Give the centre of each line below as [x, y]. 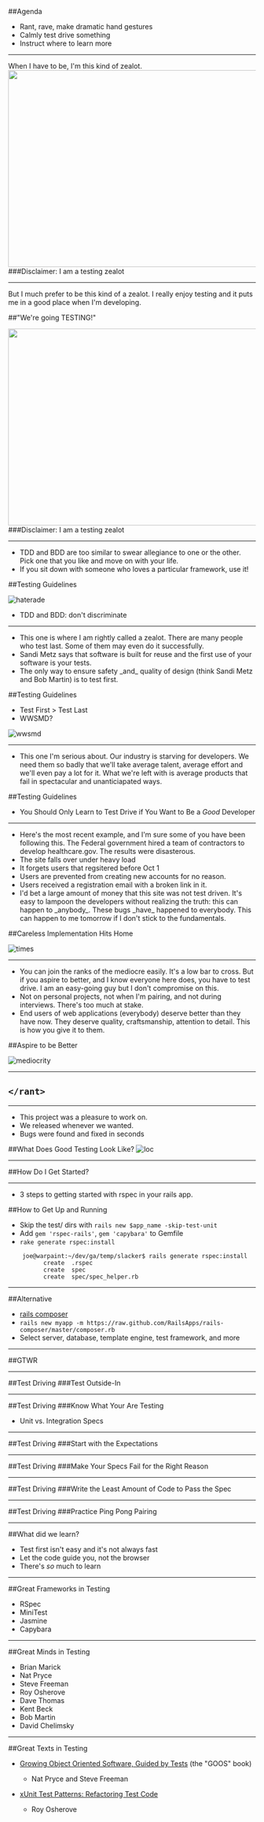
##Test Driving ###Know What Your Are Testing [86, 1405]
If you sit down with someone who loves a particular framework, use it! [134, 569]
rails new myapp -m [51, 1323]
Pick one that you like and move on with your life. [99, 561]
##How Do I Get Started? [49, 1171]
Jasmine [33, 1620]
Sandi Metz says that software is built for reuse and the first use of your [136, 654]
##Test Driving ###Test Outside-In [64, 1382]
